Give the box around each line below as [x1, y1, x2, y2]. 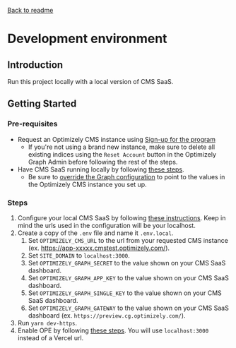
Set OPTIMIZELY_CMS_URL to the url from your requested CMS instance [28, 236, 228, 244]
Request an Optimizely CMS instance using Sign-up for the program [17, 135, 216, 143]
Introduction [7, 59, 64, 71]
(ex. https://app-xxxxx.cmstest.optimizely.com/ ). [28, 244, 170, 252]
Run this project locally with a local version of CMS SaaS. [7, 78, 174, 85]
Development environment [7, 31, 167, 47]
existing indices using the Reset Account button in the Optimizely [28, 150, 217, 158]
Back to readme [7, 6, 54, 14]
